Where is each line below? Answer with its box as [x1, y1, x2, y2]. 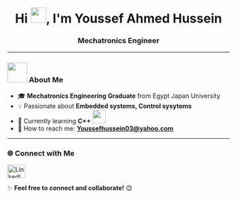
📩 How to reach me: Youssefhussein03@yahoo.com [17, 124, 174, 132]
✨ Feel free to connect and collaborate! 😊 [7, 184, 133, 192]
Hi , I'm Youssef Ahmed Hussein [15, 11, 222, 27]
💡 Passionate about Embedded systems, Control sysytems [17, 101, 192, 110]
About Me [28, 75, 63, 85]
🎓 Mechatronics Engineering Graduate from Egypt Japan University [17, 92, 221, 100]
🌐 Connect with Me [7, 148, 75, 158]
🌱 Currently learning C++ [17, 116, 92, 125]
